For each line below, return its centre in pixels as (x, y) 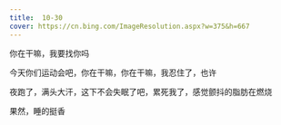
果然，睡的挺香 (37, 111)
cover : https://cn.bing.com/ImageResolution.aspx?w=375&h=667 (130, 26)
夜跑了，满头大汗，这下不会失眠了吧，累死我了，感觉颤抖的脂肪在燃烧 (141, 91)
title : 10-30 (36, 18)
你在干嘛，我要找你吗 (49, 53)
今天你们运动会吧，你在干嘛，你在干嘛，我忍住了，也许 (113, 72)
